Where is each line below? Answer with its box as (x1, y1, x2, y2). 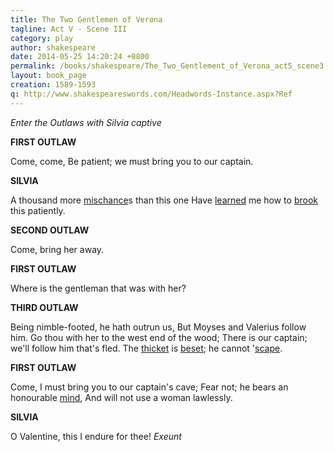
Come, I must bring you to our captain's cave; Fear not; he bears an (10, 381, 289, 393)
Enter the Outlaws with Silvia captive (10, 116, 162, 128)
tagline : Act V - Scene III (10, 24, 128, 34)
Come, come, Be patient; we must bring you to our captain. (10, 155, 254, 167)
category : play (10, 33, 74, 43)
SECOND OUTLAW (10, 224, 90, 236)
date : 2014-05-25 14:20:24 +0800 (10, 52, 150, 62)
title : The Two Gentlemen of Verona (10, 14, 163, 25)
